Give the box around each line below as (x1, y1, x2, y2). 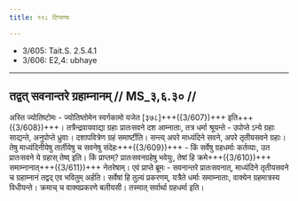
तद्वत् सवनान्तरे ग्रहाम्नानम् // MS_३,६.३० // (9, 89, 197, 104)
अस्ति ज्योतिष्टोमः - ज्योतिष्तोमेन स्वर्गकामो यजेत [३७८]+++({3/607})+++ (9, 112, 226, 123)
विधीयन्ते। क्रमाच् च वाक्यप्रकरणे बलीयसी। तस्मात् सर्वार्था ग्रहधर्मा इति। (9, 182, 205, 193)
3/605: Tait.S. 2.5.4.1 (21, 45, 98, 56)
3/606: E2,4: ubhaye (21, 54, 98, 65)
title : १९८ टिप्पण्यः (9, 12, 70, 22)
